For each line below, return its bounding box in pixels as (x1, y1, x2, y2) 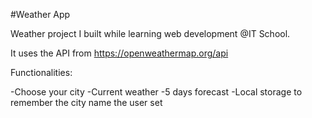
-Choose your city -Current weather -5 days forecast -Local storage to (10, 86, 303, 98)
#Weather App (10, 9, 71, 20)
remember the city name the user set (10, 97, 163, 108)
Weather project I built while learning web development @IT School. (10, 28, 291, 39)
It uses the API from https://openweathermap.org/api (10, 47, 229, 59)
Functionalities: (10, 67, 73, 78)
